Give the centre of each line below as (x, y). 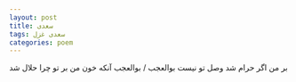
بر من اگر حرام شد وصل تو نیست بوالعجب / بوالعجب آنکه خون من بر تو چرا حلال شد (148, 68)
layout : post (33, 17)
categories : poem (41, 42)
